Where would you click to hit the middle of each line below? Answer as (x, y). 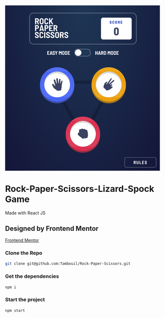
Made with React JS (25, 213)
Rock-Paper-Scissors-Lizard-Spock (80, 189)
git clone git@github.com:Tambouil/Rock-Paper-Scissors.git (68, 264)
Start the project (25, 300)
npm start (15, 310)
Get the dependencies (32, 276)
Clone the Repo (24, 253)
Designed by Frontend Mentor (52, 228)
